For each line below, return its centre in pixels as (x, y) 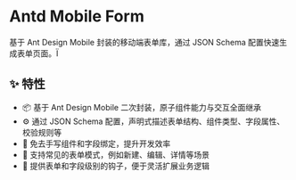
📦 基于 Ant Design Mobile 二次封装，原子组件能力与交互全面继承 (141, 107)
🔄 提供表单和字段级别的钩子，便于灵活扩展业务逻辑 (115, 166)
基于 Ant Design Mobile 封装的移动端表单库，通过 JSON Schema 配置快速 (144, 42)
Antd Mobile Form (77, 16)
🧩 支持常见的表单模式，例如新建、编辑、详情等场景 (115, 154)
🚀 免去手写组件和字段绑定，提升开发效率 (96, 143)
